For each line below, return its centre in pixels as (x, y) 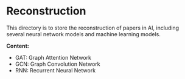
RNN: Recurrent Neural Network (55, 70)
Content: (18, 46)
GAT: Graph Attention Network (53, 57)
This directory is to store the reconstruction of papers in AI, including (93, 28)
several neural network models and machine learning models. (84, 34)
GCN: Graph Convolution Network (58, 64)
